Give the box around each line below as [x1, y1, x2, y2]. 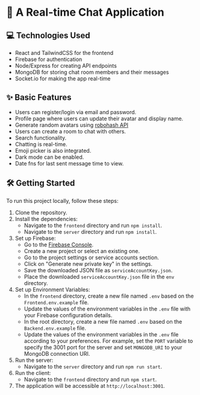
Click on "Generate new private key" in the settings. [23, 260, 152, 268]
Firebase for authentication [14, 56, 83, 63]
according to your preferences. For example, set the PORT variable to [23, 337, 193, 344]
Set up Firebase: [14, 234, 56, 242]
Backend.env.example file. [23, 324, 86, 332]
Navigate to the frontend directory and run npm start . [23, 376, 157, 383]
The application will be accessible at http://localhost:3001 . [14, 382, 165, 389]
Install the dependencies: [14, 215, 78, 222]
